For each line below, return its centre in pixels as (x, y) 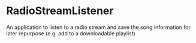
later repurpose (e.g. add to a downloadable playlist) (71, 33)
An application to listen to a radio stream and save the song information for (98, 27)
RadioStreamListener (60, 11)
